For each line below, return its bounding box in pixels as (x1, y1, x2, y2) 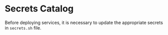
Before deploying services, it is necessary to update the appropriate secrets (5, 19, 163, 25)
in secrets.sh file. (5, 24, 41, 30)
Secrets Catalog (5, 3, 74, 14)
